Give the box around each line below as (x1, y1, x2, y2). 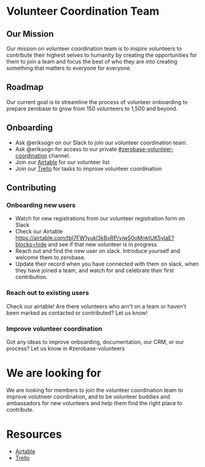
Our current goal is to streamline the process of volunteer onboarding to (6, 98, 188, 105)
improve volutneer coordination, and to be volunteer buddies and (6, 393, 170, 400)
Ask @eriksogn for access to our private (15, 145, 117, 152)
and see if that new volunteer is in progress (48, 241, 157, 248)
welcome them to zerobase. (15, 254, 86, 261)
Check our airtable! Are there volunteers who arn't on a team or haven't (6, 302, 187, 310)
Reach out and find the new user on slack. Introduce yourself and (15, 247, 181, 255)
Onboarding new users (6, 201, 76, 209)
